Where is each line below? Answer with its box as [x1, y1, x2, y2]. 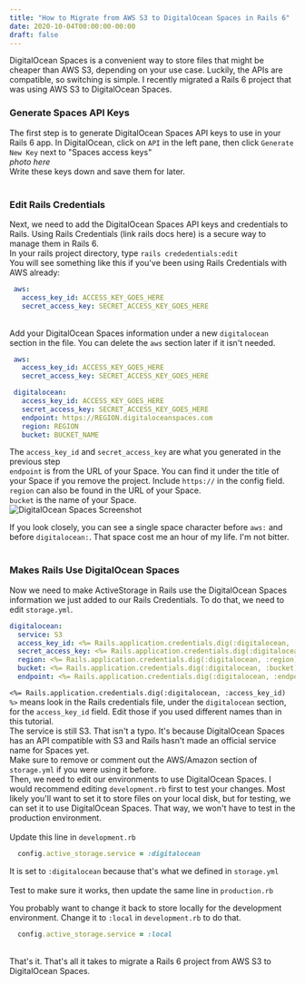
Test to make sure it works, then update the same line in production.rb [9, 884, 274, 895]
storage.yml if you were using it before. [9, 763, 157, 774]
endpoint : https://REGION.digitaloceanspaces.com [21, 413, 213, 422]
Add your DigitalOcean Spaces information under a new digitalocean [9, 328, 270, 339]
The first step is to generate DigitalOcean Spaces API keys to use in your [9, 127, 281, 138]
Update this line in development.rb [9, 832, 136, 842]
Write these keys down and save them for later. [9, 165, 186, 177]
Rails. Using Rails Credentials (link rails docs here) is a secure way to [9, 228, 266, 239]
